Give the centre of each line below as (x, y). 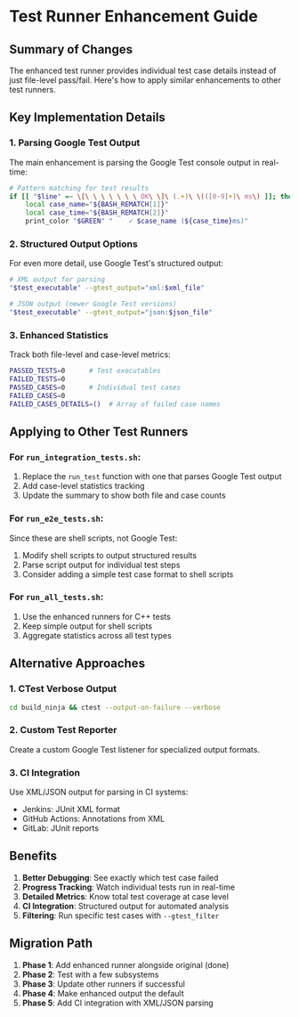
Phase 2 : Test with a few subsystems (90, 974)
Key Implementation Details (88, 118)
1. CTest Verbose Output (63, 689)
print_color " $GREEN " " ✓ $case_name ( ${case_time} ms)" (137, 221)
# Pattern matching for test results (79, 188)
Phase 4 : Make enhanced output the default (103, 993)
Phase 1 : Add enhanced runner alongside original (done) (125, 964)
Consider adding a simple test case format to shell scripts (128, 574)
